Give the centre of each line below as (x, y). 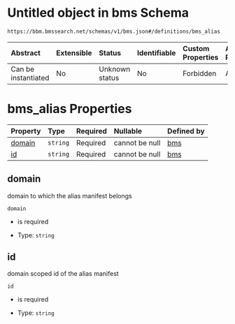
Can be (23, 69)
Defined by (186, 131)
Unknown (115, 69)
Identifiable (156, 52)
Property (26, 131)
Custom (196, 48)
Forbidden (200, 73)
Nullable (128, 131)
